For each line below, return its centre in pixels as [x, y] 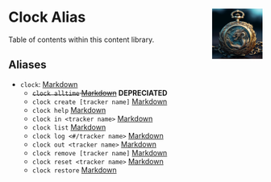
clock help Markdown [69, 110]
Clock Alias [47, 17]
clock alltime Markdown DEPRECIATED [100, 93]
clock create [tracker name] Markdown [100, 101]
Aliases [27, 65]
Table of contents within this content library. [81, 39]
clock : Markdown [49, 84]
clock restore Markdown [74, 170]
